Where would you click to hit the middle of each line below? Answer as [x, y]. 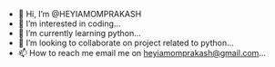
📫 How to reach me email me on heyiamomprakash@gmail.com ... [142, 53]
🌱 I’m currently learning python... [79, 33]
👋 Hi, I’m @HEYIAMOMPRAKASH [80, 14]
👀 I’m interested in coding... [69, 24]
